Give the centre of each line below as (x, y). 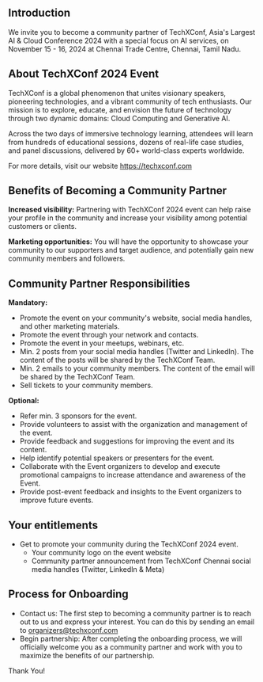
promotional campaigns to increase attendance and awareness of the (133, 475)
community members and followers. (67, 259)
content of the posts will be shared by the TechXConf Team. (117, 360)
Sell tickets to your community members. (86, 385)
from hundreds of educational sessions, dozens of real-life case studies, (126, 142)
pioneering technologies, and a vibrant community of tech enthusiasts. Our (130, 101)
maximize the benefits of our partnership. (87, 655)
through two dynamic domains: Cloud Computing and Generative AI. (119, 118)
